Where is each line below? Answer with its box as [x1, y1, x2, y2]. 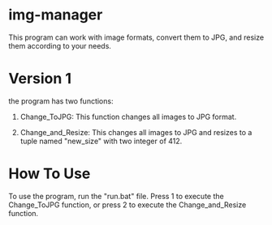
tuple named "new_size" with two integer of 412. [19, 136, 183, 146]
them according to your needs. [8, 40, 112, 50]
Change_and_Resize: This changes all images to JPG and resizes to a [19, 127, 253, 137]
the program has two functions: [8, 96, 114, 106]
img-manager [8, 6, 103, 24]
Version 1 [8, 70, 71, 88]
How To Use [8, 164, 91, 183]
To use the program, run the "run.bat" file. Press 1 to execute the [8, 191, 225, 201]
